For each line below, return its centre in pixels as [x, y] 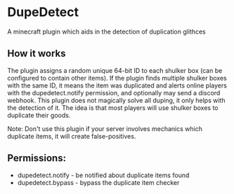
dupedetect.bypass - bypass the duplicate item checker [98, 182]
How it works [37, 54]
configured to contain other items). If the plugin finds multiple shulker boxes [117, 78]
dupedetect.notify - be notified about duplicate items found [103, 175]
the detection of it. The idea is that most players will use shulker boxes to [113, 108]
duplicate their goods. [39, 115]
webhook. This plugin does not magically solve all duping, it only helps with [116, 100]
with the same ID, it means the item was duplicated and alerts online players [117, 85]
